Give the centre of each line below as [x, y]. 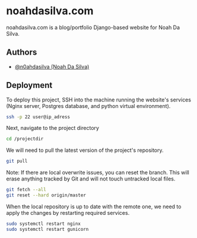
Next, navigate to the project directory [53, 128]
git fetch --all [26, 190]
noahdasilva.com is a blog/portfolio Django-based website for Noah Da [93, 27]
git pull [17, 161]
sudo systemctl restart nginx [44, 224]
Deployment [29, 85]
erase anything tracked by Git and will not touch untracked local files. [91, 179]
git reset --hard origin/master [46, 195]
